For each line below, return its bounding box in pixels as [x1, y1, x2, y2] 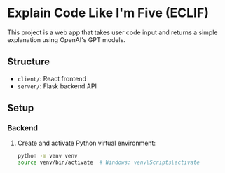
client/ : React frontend [17, 74, 86, 83]
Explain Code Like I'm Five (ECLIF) [7, 5, 209, 21]
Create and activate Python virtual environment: [17, 139, 156, 148]
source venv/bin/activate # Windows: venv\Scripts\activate [17, 159, 200, 166]
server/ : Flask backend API [17, 82, 97, 90]
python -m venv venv [17, 153, 78, 160]
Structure [7, 56, 50, 68]
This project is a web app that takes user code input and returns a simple [7, 28, 218, 36]
